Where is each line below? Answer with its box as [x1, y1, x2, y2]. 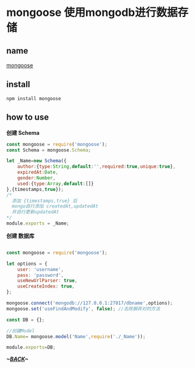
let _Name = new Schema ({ [6, 158, 67, 164]
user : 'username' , [17, 266, 64, 272]
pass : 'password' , [17, 272, 64, 278]
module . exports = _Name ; [6, 220, 69, 226]
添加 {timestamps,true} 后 [12, 198, 78, 204]
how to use [6, 112, 49, 123]
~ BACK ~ [6, 355, 29, 363]
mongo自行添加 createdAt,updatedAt [12, 203, 99, 209]
